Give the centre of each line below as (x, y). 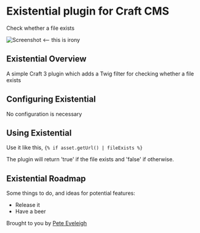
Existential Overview (46, 59)
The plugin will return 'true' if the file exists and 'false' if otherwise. (90, 159)
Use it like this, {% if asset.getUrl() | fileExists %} (75, 148)
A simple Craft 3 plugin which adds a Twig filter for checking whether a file (100, 74)
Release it (27, 205)
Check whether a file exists (41, 28)
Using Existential (39, 133)
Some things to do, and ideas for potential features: (71, 193)
